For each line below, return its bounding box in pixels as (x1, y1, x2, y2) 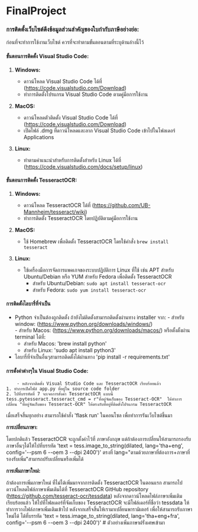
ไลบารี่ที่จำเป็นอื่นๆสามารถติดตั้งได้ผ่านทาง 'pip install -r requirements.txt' (14, 353, 170, 360)
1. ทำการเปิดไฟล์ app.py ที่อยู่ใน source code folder (6, 386, 120, 392)
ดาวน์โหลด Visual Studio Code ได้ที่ (23, 78, 102, 85)
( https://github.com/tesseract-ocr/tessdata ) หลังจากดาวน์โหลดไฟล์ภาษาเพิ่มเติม (6, 492, 183, 499)
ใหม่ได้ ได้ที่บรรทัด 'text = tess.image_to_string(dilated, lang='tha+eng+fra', (6, 512, 180, 520)
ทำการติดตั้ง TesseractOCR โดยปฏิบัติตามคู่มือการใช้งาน (23, 214, 138, 221)
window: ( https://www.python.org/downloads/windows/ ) (14, 321, 153, 328)
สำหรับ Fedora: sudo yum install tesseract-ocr (32, 286, 147, 294)
